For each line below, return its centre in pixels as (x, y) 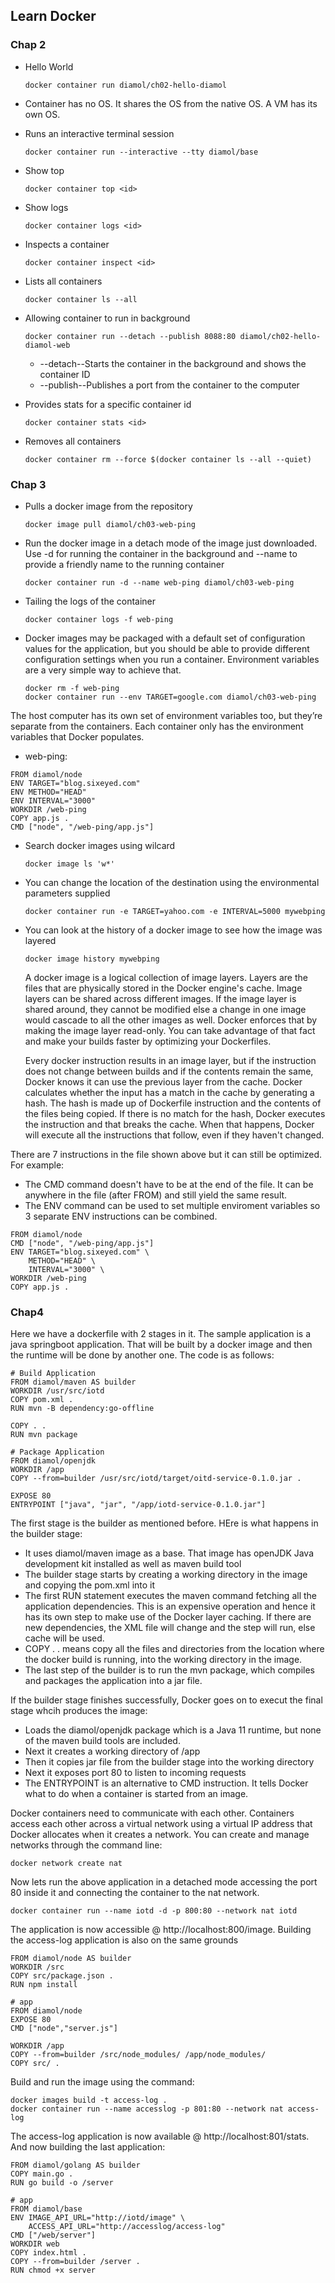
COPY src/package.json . (62, 1976)
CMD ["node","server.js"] (64, 2029)
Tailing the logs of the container (90, 601)
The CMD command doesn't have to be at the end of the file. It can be (169, 1184)
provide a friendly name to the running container (124, 564)
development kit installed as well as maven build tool (133, 1564)
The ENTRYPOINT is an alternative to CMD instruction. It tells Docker (166, 1783)
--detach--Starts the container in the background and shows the (173, 363)
